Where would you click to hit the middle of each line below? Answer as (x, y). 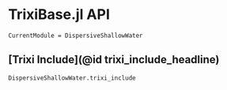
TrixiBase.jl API (59, 15)
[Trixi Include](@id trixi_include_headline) (114, 60)
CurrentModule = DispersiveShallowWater (76, 36)
